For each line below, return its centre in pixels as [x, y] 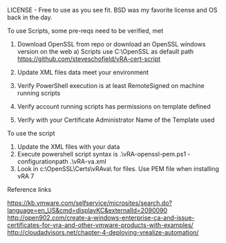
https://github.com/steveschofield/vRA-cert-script [89, 59]
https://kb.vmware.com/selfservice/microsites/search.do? [90, 203]
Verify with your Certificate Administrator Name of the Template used [116, 120]
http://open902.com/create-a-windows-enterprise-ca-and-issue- [101, 218]
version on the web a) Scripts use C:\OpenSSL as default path [105, 52]
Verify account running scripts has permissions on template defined [114, 106]
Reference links [29, 189]
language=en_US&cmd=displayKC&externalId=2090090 [87, 210]
